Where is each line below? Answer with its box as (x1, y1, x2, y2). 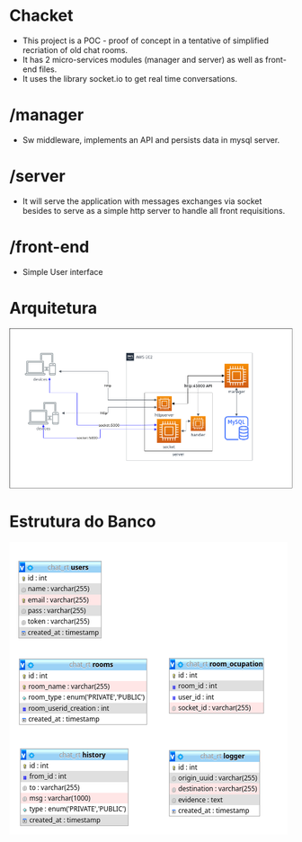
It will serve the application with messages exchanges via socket (22, 195, 262, 207)
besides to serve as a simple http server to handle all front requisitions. (22, 205, 286, 216)
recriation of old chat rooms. (22, 44, 129, 55)
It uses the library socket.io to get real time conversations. (22, 73, 238, 84)
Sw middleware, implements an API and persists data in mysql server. (22, 134, 280, 145)
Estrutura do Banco (9, 511, 156, 532)
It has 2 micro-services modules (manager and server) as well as (22, 54, 263, 65)
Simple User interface (22, 266, 103, 277)
